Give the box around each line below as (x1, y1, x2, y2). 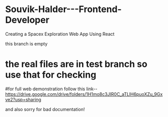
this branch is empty (5, 40, 48, 46)
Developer (5, 14, 49, 26)
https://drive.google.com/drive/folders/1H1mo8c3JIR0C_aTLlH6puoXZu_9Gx (5, 91, 163, 97)
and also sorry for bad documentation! (5, 106, 85, 112)
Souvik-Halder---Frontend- (5, 4, 122, 15)
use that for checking (5, 69, 97, 81)
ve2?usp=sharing (5, 96, 42, 102)
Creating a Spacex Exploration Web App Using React (5, 31, 115, 37)
